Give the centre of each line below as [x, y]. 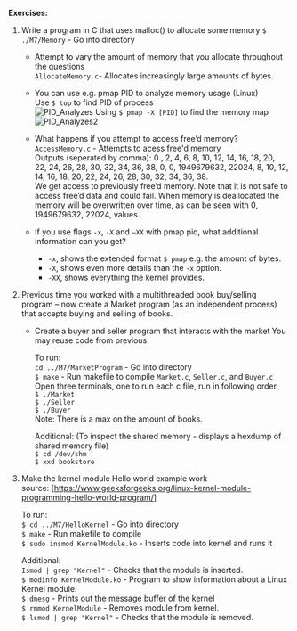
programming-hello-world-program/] [89, 497]
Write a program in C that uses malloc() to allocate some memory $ [144, 30]
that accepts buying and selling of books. [97, 314]
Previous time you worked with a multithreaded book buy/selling [139, 295]
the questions [60, 66]
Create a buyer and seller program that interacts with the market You [160, 331]
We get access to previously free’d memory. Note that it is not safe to [161, 186]
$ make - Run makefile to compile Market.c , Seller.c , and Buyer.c [154, 377]
